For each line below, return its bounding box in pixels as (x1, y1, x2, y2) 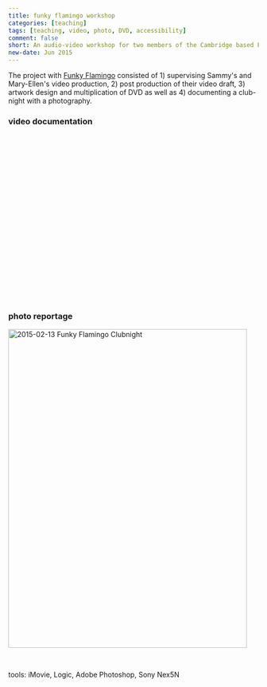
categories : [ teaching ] (8, 19, 87, 27)
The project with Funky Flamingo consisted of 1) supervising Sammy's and (8, 71, 252, 80)
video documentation (8, 116, 93, 127)
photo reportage (8, 310, 73, 321)
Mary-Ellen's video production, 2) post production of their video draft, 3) (8, 79, 246, 88)
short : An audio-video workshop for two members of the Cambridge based (8, 41, 254, 49)
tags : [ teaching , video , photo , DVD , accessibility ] (8, 26, 187, 34)
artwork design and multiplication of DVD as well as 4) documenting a (8, 88, 237, 96)
